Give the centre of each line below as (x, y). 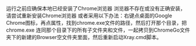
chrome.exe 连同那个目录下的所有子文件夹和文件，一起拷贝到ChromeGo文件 (98, 30)
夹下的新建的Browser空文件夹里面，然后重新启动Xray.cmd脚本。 (84, 37)
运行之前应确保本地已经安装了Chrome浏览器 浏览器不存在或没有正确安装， (96, 8)
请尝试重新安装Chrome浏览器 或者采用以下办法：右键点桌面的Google (89, 16)
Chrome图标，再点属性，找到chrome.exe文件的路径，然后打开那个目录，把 (97, 23)
